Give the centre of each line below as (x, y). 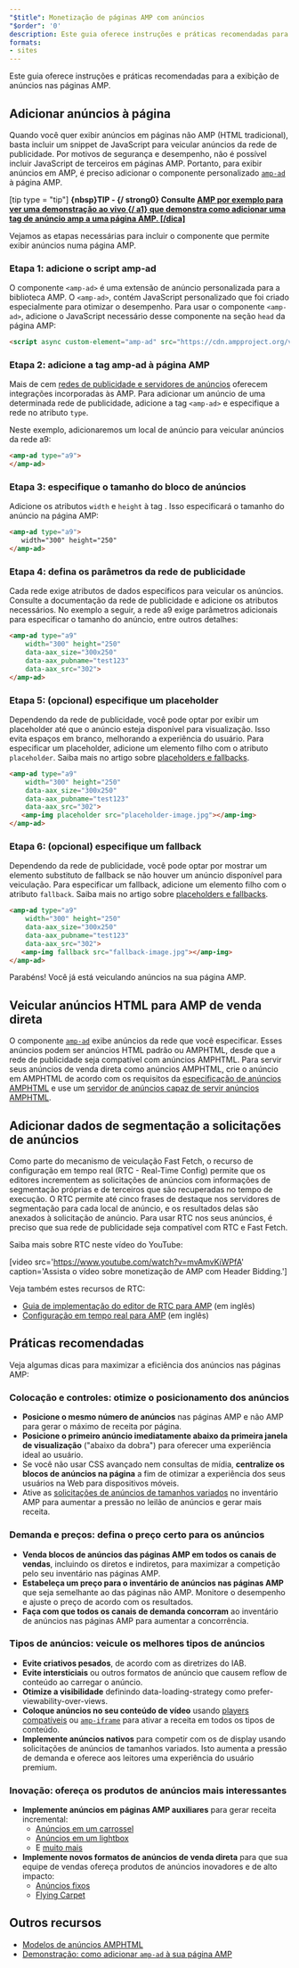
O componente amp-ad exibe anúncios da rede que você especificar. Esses (146, 1041)
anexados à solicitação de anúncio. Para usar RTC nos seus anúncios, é (141, 1218)
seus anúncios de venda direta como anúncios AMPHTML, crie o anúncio (144, 1069)
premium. (40, 1767)
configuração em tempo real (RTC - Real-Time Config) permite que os (137, 1171)
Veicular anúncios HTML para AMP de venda (136, 1005)
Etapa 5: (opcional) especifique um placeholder (114, 700)
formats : (25, 42)
